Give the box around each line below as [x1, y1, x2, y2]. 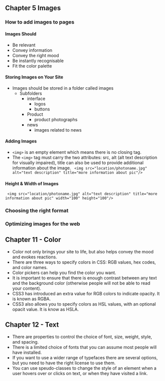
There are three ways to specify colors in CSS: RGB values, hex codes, [12, 259, 156, 265]
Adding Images [5, 138, 37, 144]
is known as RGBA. [12, 296, 51, 302]
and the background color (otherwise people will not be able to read [12, 280, 150, 286]
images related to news [34, 127, 82, 133]
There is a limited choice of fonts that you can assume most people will [12, 344, 157, 350]
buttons [34, 106, 50, 112]
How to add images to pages [5, 19, 75, 26]
